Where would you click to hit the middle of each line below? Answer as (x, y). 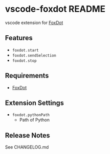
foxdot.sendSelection (34, 55)
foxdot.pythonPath (31, 115)
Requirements (27, 76)
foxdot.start (25, 50)
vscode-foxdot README (55, 9)
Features (19, 38)
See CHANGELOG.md (27, 147)
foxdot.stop (24, 61)
